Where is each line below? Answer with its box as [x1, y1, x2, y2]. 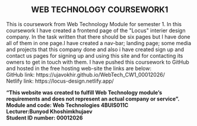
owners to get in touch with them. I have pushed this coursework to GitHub [6, 58, 189, 65]
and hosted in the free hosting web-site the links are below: [6, 65, 152, 72]
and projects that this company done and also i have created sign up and [6, 46, 185, 53]
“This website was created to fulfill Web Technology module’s [6, 89, 162, 96]
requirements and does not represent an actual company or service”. [6, 95, 180, 102]
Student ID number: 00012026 [6, 114, 83, 121]
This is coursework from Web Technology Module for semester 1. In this [6, 20, 182, 27]
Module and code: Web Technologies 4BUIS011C [6, 101, 129, 109]
